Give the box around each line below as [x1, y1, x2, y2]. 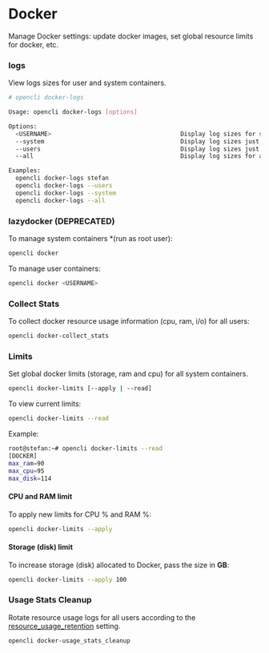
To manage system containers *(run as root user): [8, 234, 173, 244]
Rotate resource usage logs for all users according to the [8, 612, 196, 622]
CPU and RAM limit [8, 491, 73, 501]
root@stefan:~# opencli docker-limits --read [8, 445, 163, 453]
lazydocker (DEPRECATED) [8, 216, 115, 227]
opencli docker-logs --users [15, 182, 113, 190]
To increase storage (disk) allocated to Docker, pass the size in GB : [8, 560, 230, 570]
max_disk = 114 [8, 474, 52, 482]
